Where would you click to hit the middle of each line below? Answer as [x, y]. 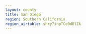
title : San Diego [23, 14]
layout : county [21, 10]
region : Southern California [35, 19]
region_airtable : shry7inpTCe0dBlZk [43, 24]
